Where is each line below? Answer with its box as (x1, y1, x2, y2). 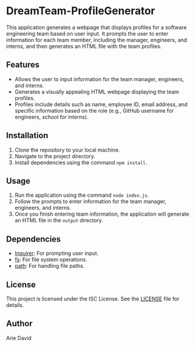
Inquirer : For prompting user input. (14, 250, 99, 257)
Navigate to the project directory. (14, 152, 96, 159)
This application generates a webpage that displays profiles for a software (6, 24, 187, 31)
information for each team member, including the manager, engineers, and (6, 36, 187, 43)
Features (6, 60, 40, 70)
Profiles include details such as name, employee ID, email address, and (14, 101, 188, 108)
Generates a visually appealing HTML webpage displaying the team (14, 88, 179, 95)
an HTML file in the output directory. (14, 217, 103, 224)
